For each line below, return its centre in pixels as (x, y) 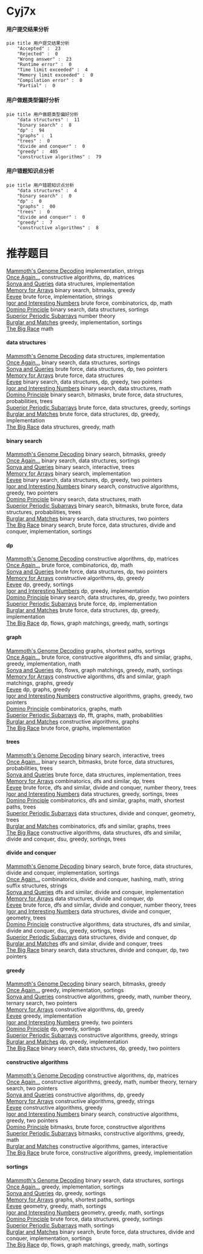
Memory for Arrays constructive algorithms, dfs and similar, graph (88, 676)
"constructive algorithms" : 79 (59, 157)
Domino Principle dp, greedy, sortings (54, 1029)
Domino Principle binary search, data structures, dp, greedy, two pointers (98, 598)
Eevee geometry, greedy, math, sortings (56, 1206)
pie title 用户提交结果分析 (38, 44)
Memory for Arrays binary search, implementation (69, 473)
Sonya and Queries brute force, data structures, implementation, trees (94, 775)
